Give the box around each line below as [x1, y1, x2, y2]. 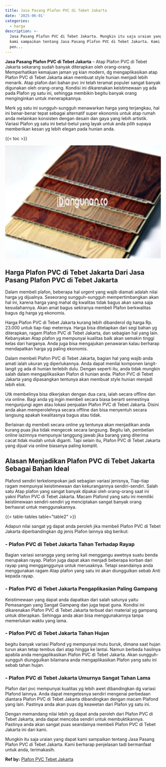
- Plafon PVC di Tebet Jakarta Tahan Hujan [5, 630, 110, 637]
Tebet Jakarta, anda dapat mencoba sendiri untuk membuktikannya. [5, 716, 144, 722]
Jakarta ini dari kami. [5, 727, 48, 733]
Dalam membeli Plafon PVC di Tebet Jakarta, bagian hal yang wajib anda [5, 356, 153, 362]
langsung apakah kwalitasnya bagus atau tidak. [5, 412, 102, 418]
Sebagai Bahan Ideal [5, 465, 70, 473]
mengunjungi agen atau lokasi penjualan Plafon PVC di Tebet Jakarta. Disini [5, 402, 159, 407]
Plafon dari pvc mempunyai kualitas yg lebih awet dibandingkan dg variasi [5, 686, 156, 691]
